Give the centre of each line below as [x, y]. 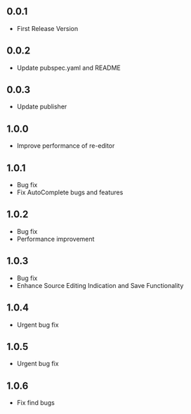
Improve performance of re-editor [66, 146]
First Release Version [47, 28]
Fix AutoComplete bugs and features [70, 192]
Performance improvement [55, 239]
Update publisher [42, 107]
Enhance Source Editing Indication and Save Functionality [100, 285]
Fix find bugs [36, 403]
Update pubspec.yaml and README [68, 68]
